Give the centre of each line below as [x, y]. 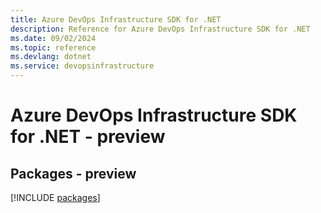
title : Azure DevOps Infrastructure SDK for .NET [116, 19]
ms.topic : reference [53, 47]
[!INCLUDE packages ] [55, 197]
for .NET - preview [88, 137]
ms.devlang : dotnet [51, 57]
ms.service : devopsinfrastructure [82, 66]
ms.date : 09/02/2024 [53, 38]
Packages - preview [73, 173]
